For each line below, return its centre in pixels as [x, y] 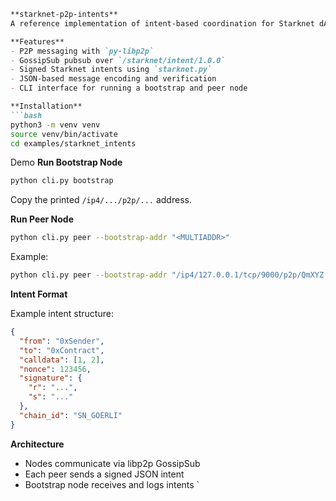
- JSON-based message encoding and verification [113, 79]
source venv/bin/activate [64, 134]
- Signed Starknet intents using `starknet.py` [111, 70]
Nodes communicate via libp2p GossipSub [112, 463]
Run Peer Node [42, 219]
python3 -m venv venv [55, 125]
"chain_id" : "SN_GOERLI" [71, 415]
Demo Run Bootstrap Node [66, 162]
